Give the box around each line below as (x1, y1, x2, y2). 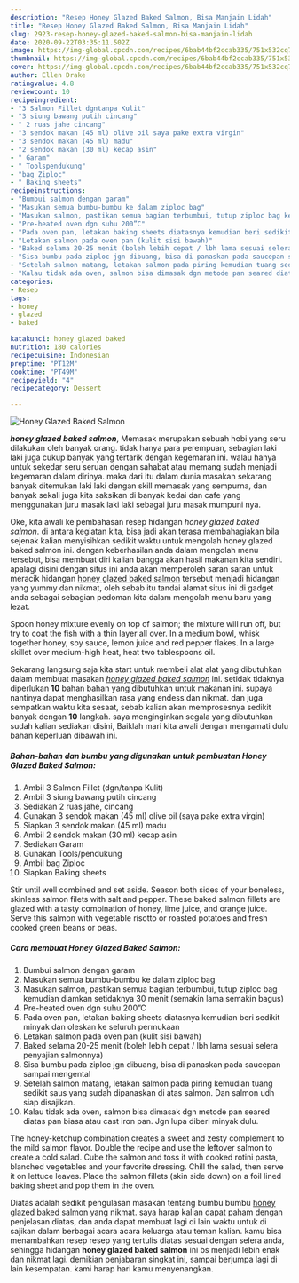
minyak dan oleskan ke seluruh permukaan (22, 1022, 180, 1033)
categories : (10, 277, 54, 286)
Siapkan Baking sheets (22, 867, 107, 878)
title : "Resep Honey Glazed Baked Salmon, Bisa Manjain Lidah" (10, 21, 249, 30)
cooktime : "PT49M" (10, 368, 78, 376)
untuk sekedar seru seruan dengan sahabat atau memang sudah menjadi (10, 462, 278, 472)
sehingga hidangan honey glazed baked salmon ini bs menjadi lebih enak (10, 1245, 280, 1255)
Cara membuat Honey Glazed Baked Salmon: (10, 942, 181, 953)
